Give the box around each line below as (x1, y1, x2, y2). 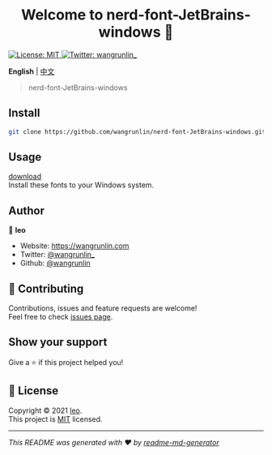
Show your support (8, 335, 108, 350)
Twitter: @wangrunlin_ (19, 250, 96, 260)
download (8, 172, 42, 182)
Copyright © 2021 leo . (8, 406, 83, 415)
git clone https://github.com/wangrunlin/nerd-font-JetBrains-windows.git (8, 127, 266, 135)
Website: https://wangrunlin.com (19, 241, 130, 251)
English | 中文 (8, 67, 55, 76)
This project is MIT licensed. (8, 414, 103, 423)
